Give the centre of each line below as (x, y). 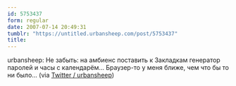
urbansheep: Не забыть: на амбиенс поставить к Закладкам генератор (114, 60)
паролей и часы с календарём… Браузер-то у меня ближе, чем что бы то (118, 68)
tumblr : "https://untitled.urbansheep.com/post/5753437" (93, 33)
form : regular (28, 20)
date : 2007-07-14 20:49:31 (47, 27)
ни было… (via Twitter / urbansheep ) (61, 75)
